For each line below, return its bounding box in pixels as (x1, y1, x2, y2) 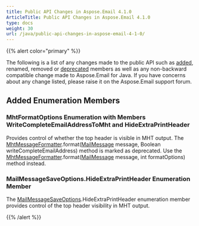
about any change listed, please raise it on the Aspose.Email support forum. (6, 78, 192, 85)
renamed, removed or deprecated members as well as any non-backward (6, 65, 187, 72)
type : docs (6, 20, 33, 26)
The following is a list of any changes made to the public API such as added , (6, 59, 194, 66)
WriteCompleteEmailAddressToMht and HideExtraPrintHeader (6, 121, 190, 129)
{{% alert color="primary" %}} (6, 47, 81, 54)
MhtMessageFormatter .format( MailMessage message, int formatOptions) (6, 153, 186, 160)
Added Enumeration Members (6, 95, 120, 105)
